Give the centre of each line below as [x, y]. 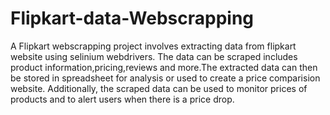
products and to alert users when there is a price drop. [122, 99]
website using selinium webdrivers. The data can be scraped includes [154, 56]
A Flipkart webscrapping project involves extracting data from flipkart [153, 46]
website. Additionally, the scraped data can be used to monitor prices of [159, 88]
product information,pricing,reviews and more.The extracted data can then [164, 67]
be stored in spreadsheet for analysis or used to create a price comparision [165, 78]
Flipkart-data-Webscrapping [132, 18]
